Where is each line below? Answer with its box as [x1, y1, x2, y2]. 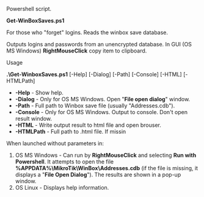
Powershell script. [6, 5, 52, 12]
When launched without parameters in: [6, 140, 104, 147]
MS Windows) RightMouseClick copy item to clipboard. [6, 47, 147, 54]
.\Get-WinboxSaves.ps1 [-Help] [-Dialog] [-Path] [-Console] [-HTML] [6, 71, 182, 78]
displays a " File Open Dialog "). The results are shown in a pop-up [15, 171, 181, 178]
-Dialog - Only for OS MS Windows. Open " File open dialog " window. [15, 96, 191, 102]
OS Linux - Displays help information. [15, 184, 109, 191]
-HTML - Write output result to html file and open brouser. [15, 121, 162, 129]
